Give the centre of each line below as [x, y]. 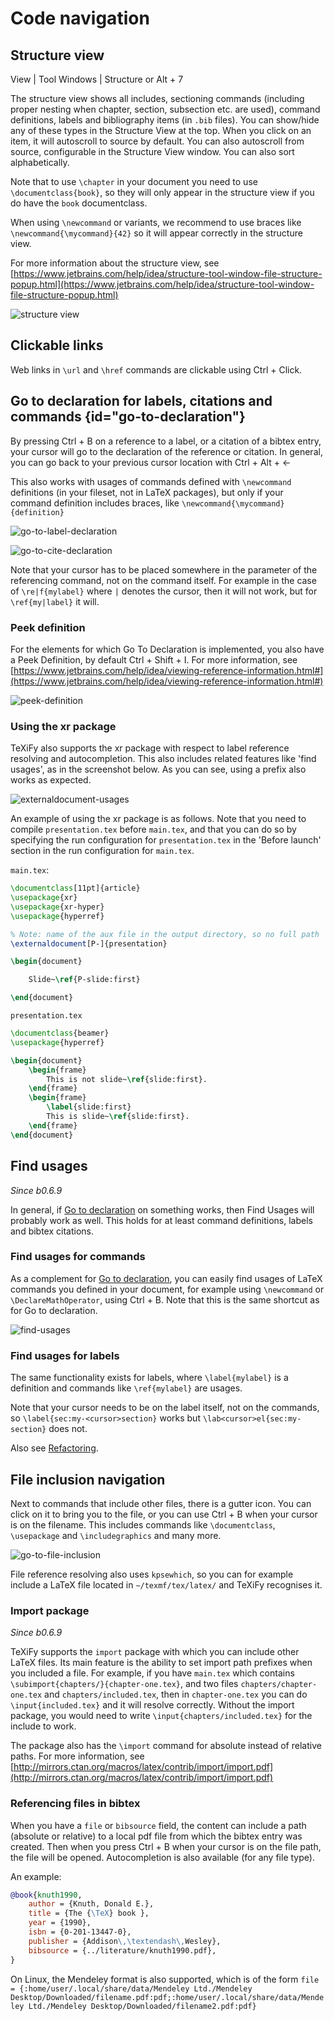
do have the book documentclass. [79, 203]
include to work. [43, 1726]
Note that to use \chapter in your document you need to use [134, 181]
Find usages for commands [78, 1257]
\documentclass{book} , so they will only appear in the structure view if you [162, 192]
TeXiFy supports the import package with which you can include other [155, 1652]
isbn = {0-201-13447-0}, [80, 1932]
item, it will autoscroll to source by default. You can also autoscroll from [157, 141]
